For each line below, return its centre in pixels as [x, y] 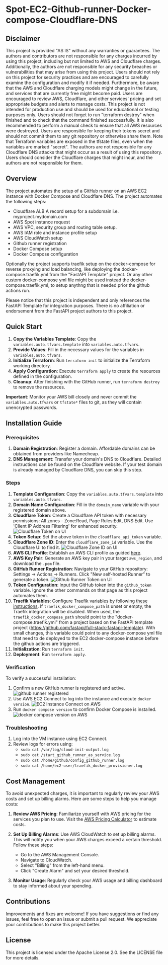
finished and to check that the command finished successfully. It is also [80, 120]
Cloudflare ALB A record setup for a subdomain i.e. [66, 211]
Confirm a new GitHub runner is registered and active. [69, 688]
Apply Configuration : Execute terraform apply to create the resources [87, 371]
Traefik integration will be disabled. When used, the [66, 611]
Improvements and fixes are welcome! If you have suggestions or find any [82, 914]
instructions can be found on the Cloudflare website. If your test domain [88, 464]
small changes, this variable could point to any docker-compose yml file [88, 633]
